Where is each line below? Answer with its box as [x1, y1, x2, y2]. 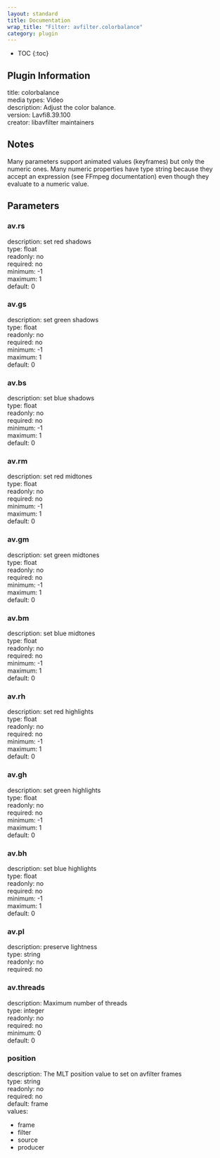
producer [17, 1143, 45, 1151]
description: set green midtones [7, 550, 100, 559]
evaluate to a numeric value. [7, 179, 89, 188]
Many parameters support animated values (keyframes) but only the [7, 157, 205, 165]
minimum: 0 [7, 1029, 41, 1037]
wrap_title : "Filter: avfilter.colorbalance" [7, 23, 143, 30]
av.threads [7, 983, 46, 993]
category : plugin [7, 30, 58, 37]
